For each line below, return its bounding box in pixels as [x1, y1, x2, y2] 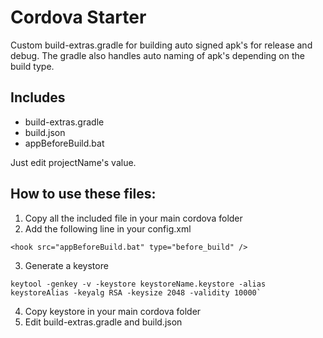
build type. [10, 60, 55, 72]
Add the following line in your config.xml [24, 222, 192, 235]
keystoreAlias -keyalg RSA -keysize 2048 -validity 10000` [10, 287, 262, 298]
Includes [10, 89, 66, 106]
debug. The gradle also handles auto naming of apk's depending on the [10, 49, 305, 61]
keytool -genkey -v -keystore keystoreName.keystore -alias [10, 279, 267, 289]
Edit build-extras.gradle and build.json [24, 316, 183, 328]
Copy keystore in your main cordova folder [24, 305, 202, 317]
